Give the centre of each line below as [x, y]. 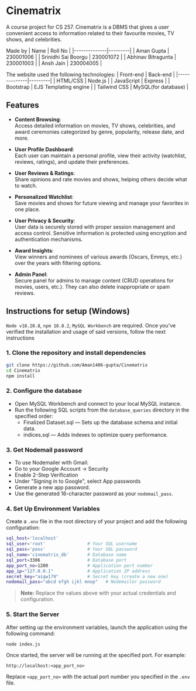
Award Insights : [34, 250]
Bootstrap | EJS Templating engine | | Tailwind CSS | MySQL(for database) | [97, 87]
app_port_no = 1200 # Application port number [80, 565]
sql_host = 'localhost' [32, 538]
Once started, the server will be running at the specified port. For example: [96, 655]
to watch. [26, 185]
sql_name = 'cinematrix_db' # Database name [66, 555]
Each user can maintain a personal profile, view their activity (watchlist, [100, 156]
